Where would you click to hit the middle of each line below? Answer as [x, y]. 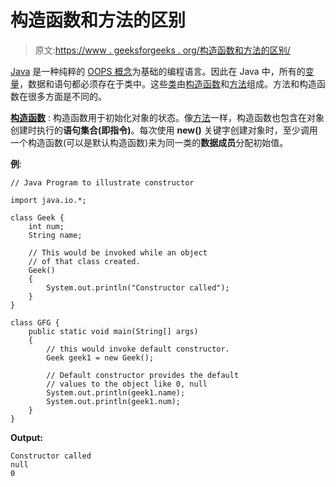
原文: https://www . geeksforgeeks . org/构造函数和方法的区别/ [162, 50]
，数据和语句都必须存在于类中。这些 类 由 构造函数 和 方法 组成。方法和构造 [168, 83]
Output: [26, 437]
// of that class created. [84, 261]
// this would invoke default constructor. [138, 349]
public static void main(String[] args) [113, 331]
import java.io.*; [48, 200]
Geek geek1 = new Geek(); [100, 357]
